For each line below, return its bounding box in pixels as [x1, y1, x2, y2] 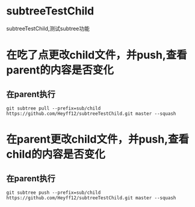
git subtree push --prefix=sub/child [6, 190, 101, 196]
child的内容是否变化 [6, 147, 105, 161]
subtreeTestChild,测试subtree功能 [6, 25, 90, 32]
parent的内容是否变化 [6, 63, 114, 77]
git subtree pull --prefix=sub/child [6, 105, 101, 111]
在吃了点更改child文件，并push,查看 [6, 48, 188, 62]
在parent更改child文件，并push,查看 [6, 132, 190, 146]
